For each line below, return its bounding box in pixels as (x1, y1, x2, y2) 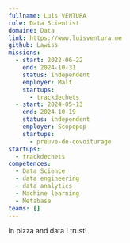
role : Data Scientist (8, 19, 80, 27)
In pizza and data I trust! (8, 226, 87, 236)
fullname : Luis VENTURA (8, 11, 87, 20)
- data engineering (15, 174, 80, 183)
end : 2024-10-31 (22, 64, 77, 72)
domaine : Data (8, 26, 55, 34)
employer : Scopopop (22, 123, 87, 131)
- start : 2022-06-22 (15, 57, 83, 65)
